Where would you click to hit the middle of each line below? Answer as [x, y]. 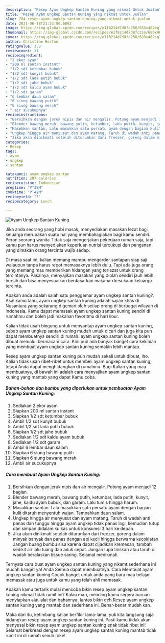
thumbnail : [17, 32]
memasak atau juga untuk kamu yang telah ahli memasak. [64, 580]
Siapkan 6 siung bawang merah [45, 458]
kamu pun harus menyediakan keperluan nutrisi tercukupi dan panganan [79, 245]
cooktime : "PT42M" [24, 192]
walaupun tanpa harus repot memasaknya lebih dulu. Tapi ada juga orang [80, 265]
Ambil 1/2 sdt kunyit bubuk [39, 421]
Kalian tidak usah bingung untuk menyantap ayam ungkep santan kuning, [79, 325]
